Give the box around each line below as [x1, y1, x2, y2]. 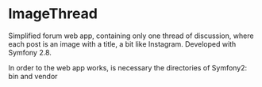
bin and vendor [8, 71, 58, 81]
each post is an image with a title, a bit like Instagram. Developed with [8, 39, 237, 48]
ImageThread [8, 5, 98, 23]
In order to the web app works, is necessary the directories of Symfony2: [8, 62, 248, 72]
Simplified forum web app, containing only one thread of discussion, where [8, 31, 254, 40]
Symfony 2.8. [8, 47, 52, 57]
